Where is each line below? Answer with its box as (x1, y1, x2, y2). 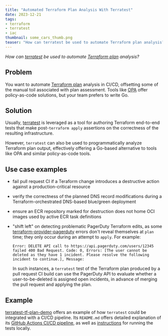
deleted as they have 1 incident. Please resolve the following (12, 252, 149, 257)
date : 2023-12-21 (5, 12, 41, 17)
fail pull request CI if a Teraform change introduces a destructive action (12, 178, 159, 184)
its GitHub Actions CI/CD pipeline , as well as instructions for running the (5, 320, 153, 325)
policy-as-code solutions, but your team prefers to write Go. (5, 92, 129, 98)
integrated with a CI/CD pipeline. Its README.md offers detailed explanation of (5, 314, 161, 320)
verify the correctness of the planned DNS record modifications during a (12, 193, 162, 199)
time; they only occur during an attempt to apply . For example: (12, 234, 141, 240)
